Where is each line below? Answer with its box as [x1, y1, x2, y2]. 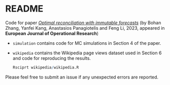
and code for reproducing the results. [12, 55, 91, 61]
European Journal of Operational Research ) [5, 30, 99, 36]
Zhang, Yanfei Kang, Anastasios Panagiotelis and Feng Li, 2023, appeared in [5, 25, 165, 31]
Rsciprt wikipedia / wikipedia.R [12, 65, 79, 70]
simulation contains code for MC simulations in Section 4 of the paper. [12, 40, 161, 46]
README [5, 3, 44, 15]
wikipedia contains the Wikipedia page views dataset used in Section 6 [12, 50, 162, 56]
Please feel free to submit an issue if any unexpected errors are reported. [5, 74, 159, 80]
